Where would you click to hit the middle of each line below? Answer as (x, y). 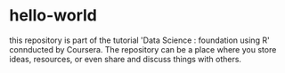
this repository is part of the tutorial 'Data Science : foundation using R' (139, 40)
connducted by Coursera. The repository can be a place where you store (143, 49)
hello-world (53, 16)
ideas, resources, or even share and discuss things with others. (126, 59)
